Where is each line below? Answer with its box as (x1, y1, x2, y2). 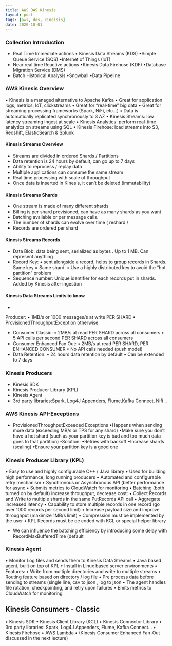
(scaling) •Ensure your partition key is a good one (12, 444, 118, 450)
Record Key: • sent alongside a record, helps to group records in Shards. (12, 259, 167, 265)
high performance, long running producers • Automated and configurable (5, 473, 161, 480)
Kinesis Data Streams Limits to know (5, 293, 85, 299)
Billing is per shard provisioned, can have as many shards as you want (12, 208, 162, 215)
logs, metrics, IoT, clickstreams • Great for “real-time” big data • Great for (5, 102, 162, 108)
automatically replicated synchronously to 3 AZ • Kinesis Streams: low (5, 113, 154, 119)
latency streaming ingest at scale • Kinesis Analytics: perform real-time (5, 119, 157, 125)
